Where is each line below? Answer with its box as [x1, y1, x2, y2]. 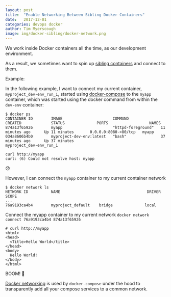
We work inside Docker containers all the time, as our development [5, 45, 146, 51]
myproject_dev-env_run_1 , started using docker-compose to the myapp [5, 91, 152, 97]
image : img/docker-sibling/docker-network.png [5, 31, 106, 36]
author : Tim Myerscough [5, 26, 56, 32]
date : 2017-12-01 [5, 17, 47, 22]
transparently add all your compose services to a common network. [5, 286, 148, 292]
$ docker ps [5, 112, 31, 117]
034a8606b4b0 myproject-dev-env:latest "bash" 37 [5, 134, 166, 139]
